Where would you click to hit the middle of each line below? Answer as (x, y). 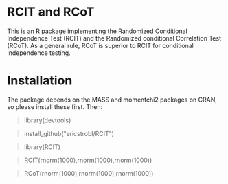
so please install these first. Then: (55, 106)
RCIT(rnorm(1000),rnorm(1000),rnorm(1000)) (88, 160)
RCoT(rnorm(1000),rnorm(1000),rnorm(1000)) (89, 173)
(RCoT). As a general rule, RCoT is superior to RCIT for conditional (100, 45)
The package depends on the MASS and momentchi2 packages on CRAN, (112, 100)
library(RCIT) (42, 147)
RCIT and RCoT (51, 12)
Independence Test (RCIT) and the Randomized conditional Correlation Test (114, 38)
